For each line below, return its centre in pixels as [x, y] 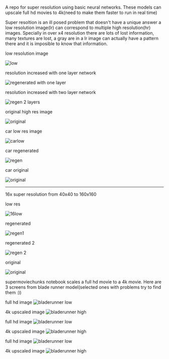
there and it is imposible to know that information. [57, 44]
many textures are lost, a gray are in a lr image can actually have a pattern [82, 38]
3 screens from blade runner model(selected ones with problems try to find [83, 287]
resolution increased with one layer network [51, 73]
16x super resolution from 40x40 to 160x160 [51, 194]
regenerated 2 [20, 243]
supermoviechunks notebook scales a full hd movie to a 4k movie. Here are [83, 282]
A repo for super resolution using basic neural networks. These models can [83, 7]
